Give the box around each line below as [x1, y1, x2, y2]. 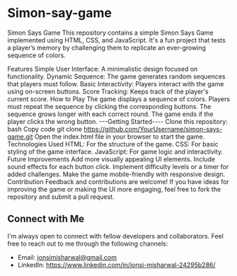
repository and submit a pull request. [7, 192, 115, 201]
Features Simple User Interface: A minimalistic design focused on [7, 64, 198, 73]
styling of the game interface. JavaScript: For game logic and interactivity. [7, 147, 224, 156]
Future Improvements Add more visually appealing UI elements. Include [7, 154, 216, 163]
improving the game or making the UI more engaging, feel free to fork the [7, 185, 221, 193]
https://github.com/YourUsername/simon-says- [83, 125, 223, 133]
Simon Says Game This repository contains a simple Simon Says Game [7, 28, 214, 37]
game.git [7, 132, 33, 141]
